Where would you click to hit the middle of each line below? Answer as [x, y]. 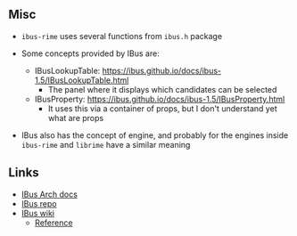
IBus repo [39, 203]
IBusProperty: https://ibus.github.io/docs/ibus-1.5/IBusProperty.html [160, 99]
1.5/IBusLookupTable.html [82, 80]
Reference [54, 223]
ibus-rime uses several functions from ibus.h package [122, 36]
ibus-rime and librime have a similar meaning [106, 144]
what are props [76, 118]
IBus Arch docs [49, 194]
